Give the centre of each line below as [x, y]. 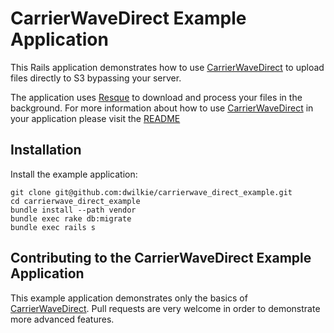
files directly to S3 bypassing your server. [96, 78]
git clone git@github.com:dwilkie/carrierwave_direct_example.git [151, 192]
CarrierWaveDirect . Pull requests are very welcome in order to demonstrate [165, 308]
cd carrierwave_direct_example [75, 201]
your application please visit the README [95, 118]
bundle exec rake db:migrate [71, 218]
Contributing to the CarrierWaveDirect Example [161, 258]
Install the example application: [74, 174]
